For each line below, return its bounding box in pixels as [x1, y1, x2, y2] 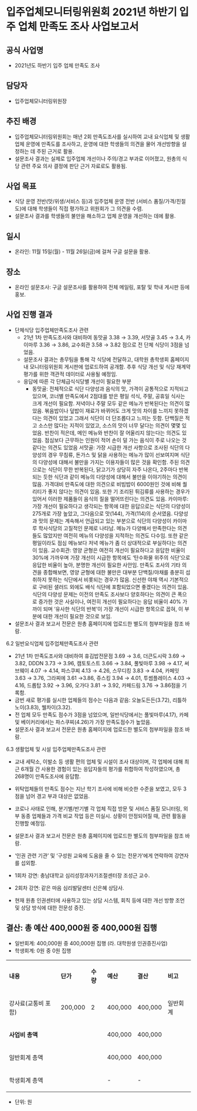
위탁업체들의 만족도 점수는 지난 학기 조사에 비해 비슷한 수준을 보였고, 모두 [14, 785, 182, 792]
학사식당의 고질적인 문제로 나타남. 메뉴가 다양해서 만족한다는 [38, 524, 176, 531]
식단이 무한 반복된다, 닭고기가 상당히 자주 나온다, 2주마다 [47, 466, 178, 473]
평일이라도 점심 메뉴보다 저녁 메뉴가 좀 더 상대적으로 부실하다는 [32, 539, 176, 546]
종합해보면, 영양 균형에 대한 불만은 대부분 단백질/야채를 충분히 [43, 568, 185, 575]
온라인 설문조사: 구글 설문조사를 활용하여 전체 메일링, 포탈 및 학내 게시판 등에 [14, 284, 190, 291]
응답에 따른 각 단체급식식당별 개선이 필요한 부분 [23, 378, 132, 385]
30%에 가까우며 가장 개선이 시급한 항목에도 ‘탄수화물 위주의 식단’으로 [32, 554, 191, 561]
